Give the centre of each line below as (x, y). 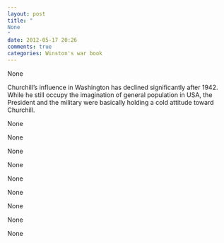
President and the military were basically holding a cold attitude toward (111, 102)
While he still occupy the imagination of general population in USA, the (110, 95)
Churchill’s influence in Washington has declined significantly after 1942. (113, 87)
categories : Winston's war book (55, 54)
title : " (20, 21)
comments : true (30, 47)
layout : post (26, 14)
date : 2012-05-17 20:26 (42, 40)
